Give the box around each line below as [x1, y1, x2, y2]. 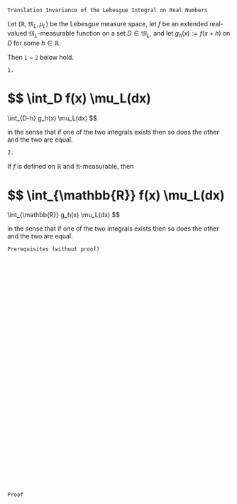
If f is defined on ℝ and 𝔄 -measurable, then [7, 162, 134, 170]
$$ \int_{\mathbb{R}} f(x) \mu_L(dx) [7, 187, 225, 203]
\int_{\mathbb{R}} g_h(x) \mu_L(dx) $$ [7, 211, 121, 219]
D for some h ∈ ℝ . [7, 38, 62, 47]
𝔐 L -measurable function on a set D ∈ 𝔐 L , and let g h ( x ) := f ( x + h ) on [28, 28, 231, 39]
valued [7, 28, 28, 37]
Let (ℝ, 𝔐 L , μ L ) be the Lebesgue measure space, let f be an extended [7, 20, 208, 30]
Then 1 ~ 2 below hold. [7, 53, 75, 61]
